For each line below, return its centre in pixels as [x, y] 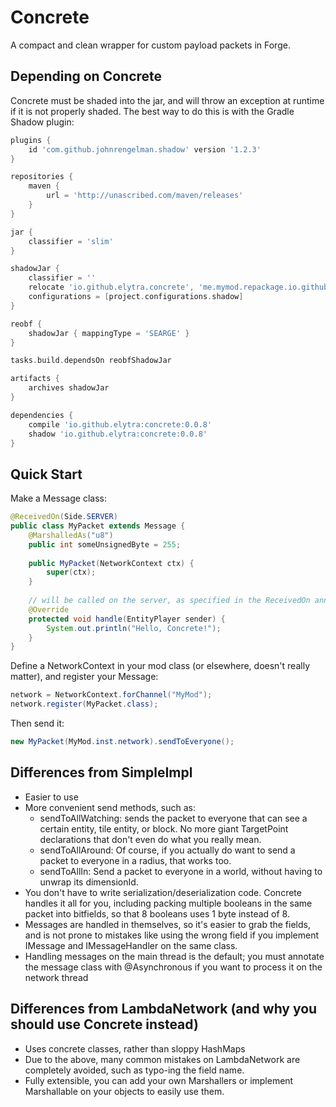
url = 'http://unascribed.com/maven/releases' [145, 196]
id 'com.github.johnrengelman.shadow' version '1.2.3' [145, 149]
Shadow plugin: [42, 122]
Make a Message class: [58, 498]
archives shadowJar [69, 388]
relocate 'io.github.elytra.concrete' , [111, 287]
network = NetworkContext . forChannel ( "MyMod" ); [111, 695]
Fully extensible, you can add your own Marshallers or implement [159, 1080]
